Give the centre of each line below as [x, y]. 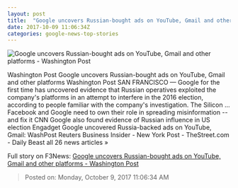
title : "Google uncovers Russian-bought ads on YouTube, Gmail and [110, 20]
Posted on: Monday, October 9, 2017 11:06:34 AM [97, 177]
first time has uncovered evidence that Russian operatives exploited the [112, 90]
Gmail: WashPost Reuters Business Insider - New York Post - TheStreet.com [119, 135]
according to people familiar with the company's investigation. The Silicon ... [119, 105]
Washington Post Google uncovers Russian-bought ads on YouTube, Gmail [116, 75]
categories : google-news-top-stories [63, 34]
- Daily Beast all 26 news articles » [58, 143]
